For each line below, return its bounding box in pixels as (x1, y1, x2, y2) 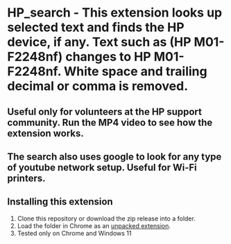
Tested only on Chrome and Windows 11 (17, 229, 132, 237)
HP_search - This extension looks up (7, 5, 223, 21)
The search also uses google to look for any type (7, 151, 222, 162)
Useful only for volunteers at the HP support (7, 106, 203, 118)
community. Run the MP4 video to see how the (7, 116, 213, 129)
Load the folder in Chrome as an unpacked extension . (17, 221, 171, 229)
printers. (7, 172, 46, 184)
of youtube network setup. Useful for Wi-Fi (7, 161, 198, 173)
